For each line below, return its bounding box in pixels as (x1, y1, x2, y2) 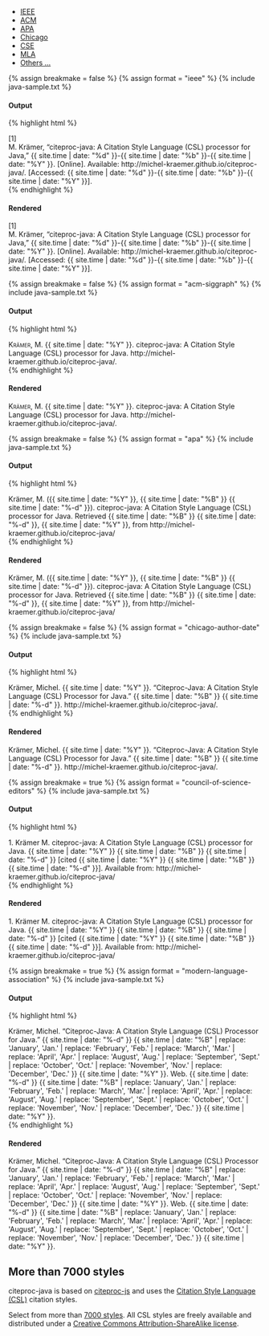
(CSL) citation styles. (8, 1295, 78, 1305)
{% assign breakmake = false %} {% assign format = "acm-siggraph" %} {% (8, 279, 262, 289)
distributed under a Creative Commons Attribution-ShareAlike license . (8, 1319, 239, 1329)
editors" (8, 786, 35, 795)
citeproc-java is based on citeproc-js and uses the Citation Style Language (8, 1286, 256, 1296)
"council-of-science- (181, 778, 251, 787)
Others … (19, 58, 51, 67)
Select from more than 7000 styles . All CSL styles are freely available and (8, 1310, 252, 1320)
